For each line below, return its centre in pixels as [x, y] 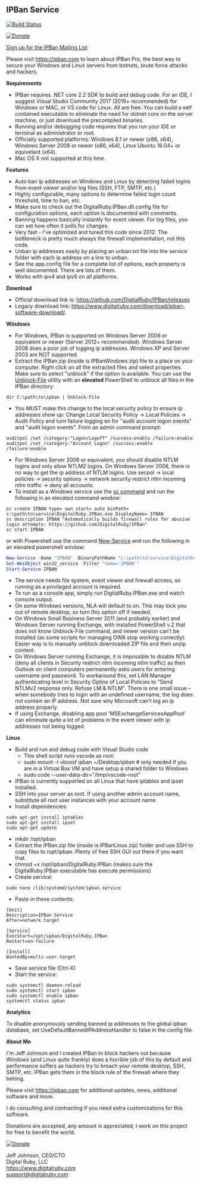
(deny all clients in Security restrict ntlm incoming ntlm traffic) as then [100, 663]
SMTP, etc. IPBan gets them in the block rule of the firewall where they [93, 1072]
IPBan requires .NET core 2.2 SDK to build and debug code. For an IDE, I [103, 94]
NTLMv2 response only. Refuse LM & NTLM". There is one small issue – [103, 688]
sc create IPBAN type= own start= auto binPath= [68, 509]
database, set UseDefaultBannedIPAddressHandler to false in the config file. [100, 1030]
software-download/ [40, 312]
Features [17, 170]
